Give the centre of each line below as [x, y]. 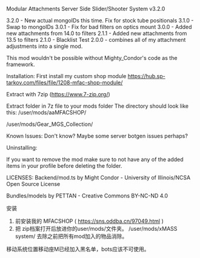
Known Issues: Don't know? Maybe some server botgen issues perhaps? [97, 136]
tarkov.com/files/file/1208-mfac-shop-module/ [65, 82]
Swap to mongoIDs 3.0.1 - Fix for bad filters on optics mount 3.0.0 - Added [99, 27]
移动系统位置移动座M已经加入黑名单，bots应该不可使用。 [78, 249]
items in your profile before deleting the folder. [64, 166]
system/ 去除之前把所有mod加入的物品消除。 [71, 236]
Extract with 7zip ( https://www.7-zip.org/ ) [58, 94]
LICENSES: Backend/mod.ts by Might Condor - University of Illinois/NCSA [98, 177]
